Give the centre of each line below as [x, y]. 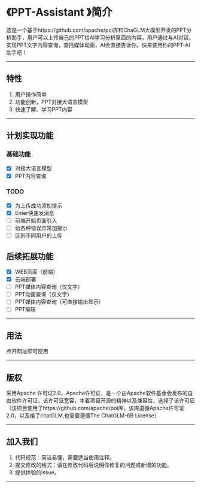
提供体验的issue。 [37, 472]
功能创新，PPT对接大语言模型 [51, 102]
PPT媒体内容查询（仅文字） [49, 287]
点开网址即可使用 [27, 351]
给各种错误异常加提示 [41, 228]
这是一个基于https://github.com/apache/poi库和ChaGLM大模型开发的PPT [96, 30]
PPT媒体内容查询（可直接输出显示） [59, 302]
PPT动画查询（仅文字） [44, 295]
